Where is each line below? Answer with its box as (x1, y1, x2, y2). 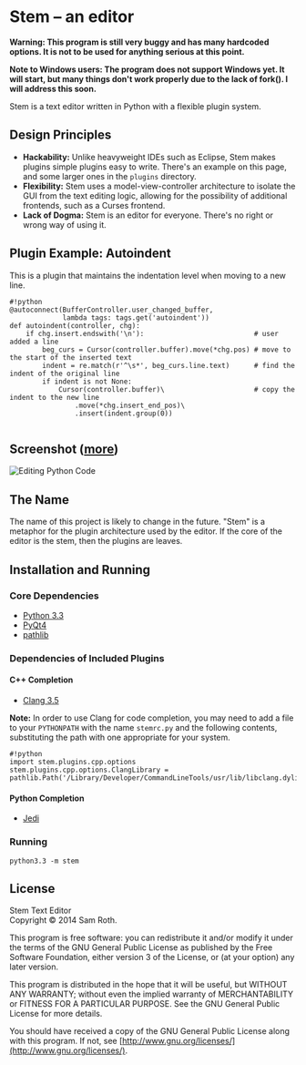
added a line (9, 337, 59, 346)
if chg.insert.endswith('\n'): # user (25, 329, 280, 338)
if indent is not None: (42, 376, 132, 386)
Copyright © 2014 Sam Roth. (9, 915, 117, 926)
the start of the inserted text (9, 353, 132, 362)
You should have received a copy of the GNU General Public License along (9, 1026, 290, 1037)
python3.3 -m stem (9, 856, 79, 865)
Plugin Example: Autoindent (9, 246, 171, 261)
